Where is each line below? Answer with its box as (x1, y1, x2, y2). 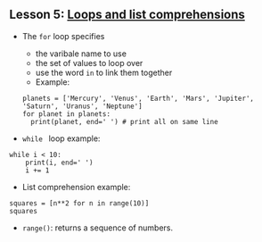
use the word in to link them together (35, 67, 173, 78)
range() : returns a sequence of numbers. (21, 222, 174, 233)
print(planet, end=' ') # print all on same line (30, 117, 218, 126)
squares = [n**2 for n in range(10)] (9, 198, 150, 208)
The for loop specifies (21, 30, 105, 41)
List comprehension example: (21, 181, 131, 192)
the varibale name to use (35, 48, 127, 59)
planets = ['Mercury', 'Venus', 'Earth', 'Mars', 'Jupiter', (21, 94, 255, 103)
